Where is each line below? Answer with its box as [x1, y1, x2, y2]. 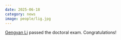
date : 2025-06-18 [5, 7, 40, 12]
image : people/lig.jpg [5, 16, 51, 21]
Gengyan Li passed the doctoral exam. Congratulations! [5, 30, 117, 36]
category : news [5, 12, 36, 17]
